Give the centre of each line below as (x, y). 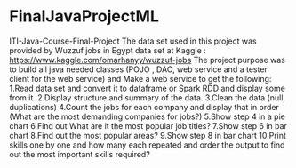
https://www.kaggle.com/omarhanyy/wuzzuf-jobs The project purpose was (148, 60)
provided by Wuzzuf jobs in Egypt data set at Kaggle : (108, 50)
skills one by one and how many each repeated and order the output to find (147, 145)
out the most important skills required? (80, 154)
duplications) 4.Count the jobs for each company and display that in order (144, 107)
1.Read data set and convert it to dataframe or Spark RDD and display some (148, 88)
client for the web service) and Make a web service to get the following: (140, 78)
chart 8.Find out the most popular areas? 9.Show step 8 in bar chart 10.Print (148, 135)
